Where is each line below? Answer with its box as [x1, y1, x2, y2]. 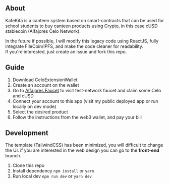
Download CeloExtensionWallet [12, 77, 78, 83]
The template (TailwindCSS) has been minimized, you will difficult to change [5, 142, 163, 148]
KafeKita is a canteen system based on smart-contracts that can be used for [5, 17, 164, 23]
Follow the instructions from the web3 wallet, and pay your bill [12, 114, 142, 120]
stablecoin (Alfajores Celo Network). [5, 28, 81, 34]
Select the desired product [12, 108, 68, 115]
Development [5, 129, 49, 138]
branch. [5, 153, 22, 159]
